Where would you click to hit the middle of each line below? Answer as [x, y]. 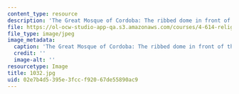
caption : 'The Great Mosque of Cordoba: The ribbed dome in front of [119, 47]
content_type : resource [43, 14]
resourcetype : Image [38, 66]
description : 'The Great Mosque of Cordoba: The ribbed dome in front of [119, 20]
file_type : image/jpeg [41, 34]
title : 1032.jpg [31, 73]
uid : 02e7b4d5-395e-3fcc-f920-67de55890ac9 [73, 80]
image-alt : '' [34, 60]
